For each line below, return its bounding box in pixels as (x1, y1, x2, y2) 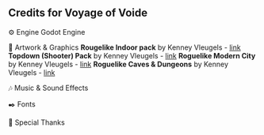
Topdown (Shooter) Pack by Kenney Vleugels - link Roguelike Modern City (8, 51, 256, 60)
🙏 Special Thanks (8, 118, 65, 127)
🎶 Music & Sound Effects (8, 83, 89, 92)
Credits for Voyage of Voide (8, 6, 148, 20)
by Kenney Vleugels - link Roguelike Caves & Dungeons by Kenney (8, 59, 228, 69)
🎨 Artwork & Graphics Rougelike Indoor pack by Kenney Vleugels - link (8, 43, 241, 52)
